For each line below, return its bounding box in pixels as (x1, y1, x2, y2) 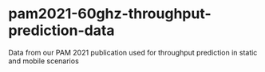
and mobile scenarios (8, 56, 80, 66)
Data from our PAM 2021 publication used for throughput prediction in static (8, 47, 258, 57)
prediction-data (8, 21, 115, 40)
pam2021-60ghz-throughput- (8, 5, 212, 23)
